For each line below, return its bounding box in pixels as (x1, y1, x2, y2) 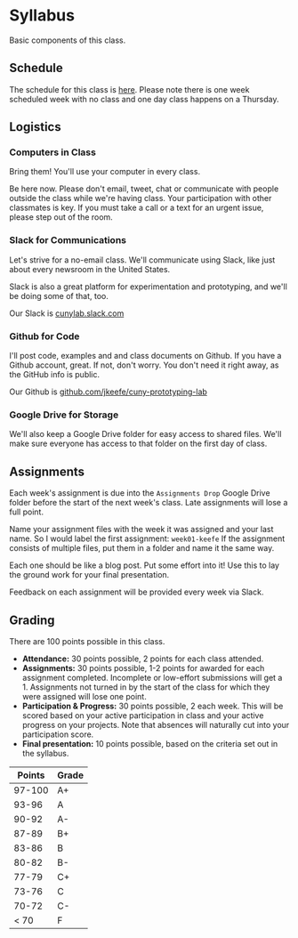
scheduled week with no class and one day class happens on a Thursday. (9, 93, 279, 104)
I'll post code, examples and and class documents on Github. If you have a (9, 351, 282, 361)
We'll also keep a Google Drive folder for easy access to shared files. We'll (9, 429, 282, 440)
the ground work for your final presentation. (9, 570, 170, 580)
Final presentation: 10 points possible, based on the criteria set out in (21, 738, 278, 748)
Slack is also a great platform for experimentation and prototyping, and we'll (9, 281, 287, 292)
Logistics (9, 119, 61, 134)
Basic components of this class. (9, 35, 126, 45)
